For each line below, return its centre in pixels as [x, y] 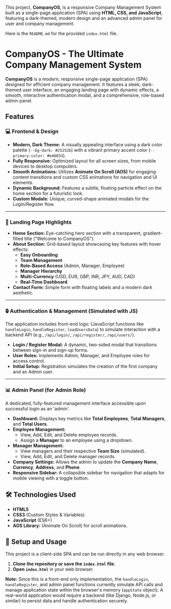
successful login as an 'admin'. [38, 408]
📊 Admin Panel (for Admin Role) [46, 390]
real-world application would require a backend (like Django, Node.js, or [81, 595]
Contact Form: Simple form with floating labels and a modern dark [82, 287]
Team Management [41, 260]
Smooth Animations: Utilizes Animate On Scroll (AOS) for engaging [84, 171]
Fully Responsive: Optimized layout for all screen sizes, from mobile [84, 161]
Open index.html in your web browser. [53, 569]
